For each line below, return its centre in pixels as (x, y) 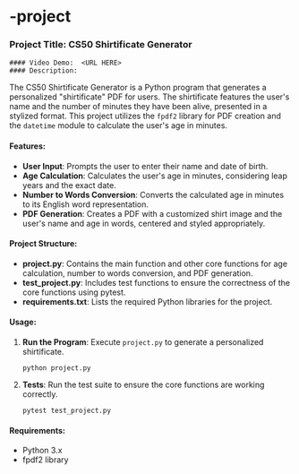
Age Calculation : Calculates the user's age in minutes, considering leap (155, 176)
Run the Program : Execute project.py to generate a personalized (143, 342)
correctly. (40, 394)
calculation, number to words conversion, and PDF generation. (137, 273)
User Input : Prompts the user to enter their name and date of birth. (145, 166)
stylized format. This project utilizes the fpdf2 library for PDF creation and (145, 116)
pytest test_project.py (67, 411)
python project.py (56, 368)
